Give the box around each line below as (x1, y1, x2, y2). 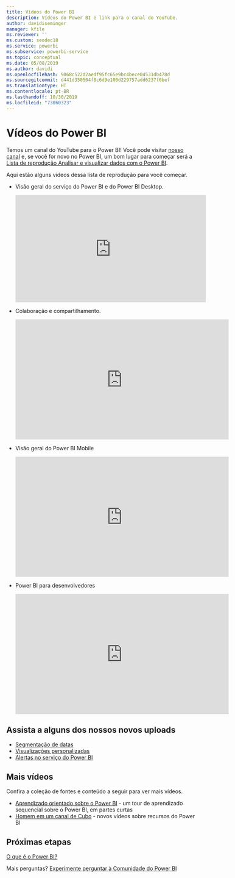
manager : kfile (6, 26, 45, 32)
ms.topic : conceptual (6, 54, 61, 60)
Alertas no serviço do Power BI (15, 754, 93, 761)
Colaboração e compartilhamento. (15, 307, 101, 314)
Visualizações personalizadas (15, 747, 90, 755)
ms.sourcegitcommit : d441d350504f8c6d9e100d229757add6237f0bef (6, 77, 170, 83)
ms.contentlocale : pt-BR (6, 88, 69, 95)
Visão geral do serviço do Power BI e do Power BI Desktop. (15, 182, 164, 190)
